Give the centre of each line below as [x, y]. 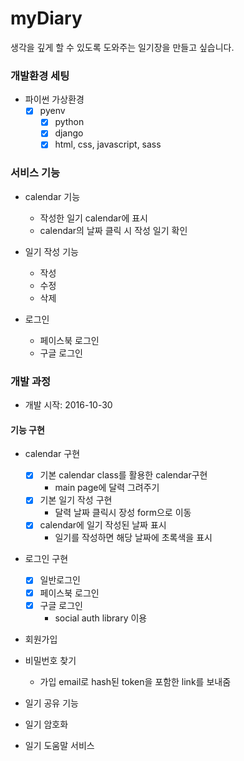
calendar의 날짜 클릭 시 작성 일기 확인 [113, 230]
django [69, 133]
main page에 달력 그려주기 [107, 488]
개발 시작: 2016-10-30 [68, 405]
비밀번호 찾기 [50, 660]
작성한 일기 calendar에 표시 [93, 218]
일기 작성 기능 [51, 251]
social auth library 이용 [101, 618]
